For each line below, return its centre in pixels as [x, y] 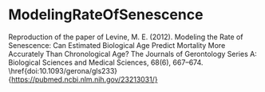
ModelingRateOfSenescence [106, 15]
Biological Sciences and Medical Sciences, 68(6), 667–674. [106, 62]
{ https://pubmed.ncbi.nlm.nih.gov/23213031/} [83, 79]
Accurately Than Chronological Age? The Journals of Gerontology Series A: [132, 54]
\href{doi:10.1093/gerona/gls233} [63, 70]
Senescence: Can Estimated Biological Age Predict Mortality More [117, 45]
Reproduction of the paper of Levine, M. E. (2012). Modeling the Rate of [126, 37]
